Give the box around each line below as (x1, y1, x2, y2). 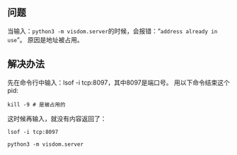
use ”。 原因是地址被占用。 (7, 35, 83, 44)
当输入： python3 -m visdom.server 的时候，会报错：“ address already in (7, 27, 218, 35)
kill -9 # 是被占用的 (7, 101, 66, 108)
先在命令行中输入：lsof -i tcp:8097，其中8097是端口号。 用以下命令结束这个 (7, 78, 230, 87)
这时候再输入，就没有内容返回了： (7, 114, 107, 123)
